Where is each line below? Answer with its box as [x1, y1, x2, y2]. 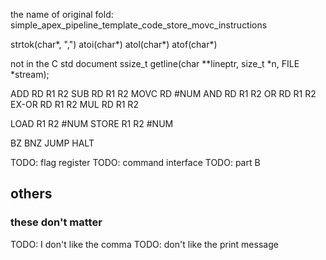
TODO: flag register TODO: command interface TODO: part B [10, 157, 261, 168]
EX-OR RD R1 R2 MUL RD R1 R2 [10, 99, 139, 110]
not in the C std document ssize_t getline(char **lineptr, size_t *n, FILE [10, 58, 300, 69]
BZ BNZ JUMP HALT [10, 137, 95, 149]
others [10, 185, 53, 203]
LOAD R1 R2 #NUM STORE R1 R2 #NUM [10, 118, 174, 129]
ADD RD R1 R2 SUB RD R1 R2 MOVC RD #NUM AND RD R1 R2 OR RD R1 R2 [10, 88, 317, 99]
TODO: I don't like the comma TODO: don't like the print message [10, 238, 279, 250]
